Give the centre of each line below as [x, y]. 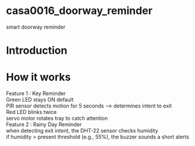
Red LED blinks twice [32, 112]
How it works [39, 77]
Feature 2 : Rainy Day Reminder [44, 124]
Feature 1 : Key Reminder [36, 93]
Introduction [37, 51]
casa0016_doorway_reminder [79, 11]
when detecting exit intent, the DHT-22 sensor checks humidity [82, 131]
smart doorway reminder [36, 27]
